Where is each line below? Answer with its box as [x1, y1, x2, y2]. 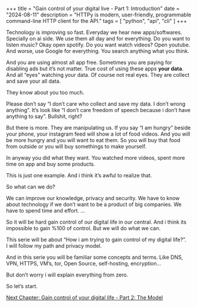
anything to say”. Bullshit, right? [6, 113, 82, 120]
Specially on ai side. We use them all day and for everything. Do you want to [6, 35, 191, 42]
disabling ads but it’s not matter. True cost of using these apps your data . [6, 65, 184, 72]
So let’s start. [6, 283, 38, 289]
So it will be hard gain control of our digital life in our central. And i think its [6, 218, 187, 225]
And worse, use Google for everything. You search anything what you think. [6, 48, 190, 55]
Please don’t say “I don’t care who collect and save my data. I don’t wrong [6, 100, 186, 107]
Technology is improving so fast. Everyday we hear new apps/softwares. [6, 29, 182, 36]
